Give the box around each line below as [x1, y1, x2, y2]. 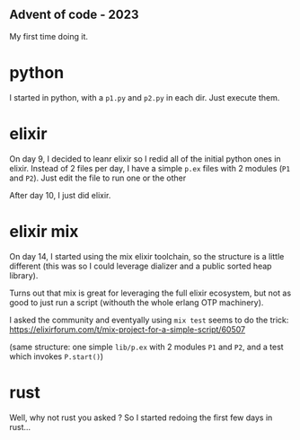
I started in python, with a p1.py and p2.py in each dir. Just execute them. [9, 92, 280, 102]
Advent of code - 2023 [9, 7, 139, 22]
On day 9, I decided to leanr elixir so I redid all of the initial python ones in [9, 153, 281, 164]
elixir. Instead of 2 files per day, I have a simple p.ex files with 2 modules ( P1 [9, 163, 290, 173]
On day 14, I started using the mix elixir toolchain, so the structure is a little [9, 251, 285, 261]
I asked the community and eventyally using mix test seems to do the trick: [9, 314, 289, 325]
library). [9, 269, 39, 281]
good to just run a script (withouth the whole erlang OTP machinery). [9, 296, 264, 308]
